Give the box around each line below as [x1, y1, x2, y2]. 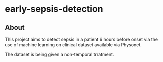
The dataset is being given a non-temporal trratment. [5, 51, 114, 57]
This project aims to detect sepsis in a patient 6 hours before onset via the [5, 36, 158, 42]
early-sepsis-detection [5, 3, 103, 15]
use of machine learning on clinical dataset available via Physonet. [5, 42, 142, 48]
